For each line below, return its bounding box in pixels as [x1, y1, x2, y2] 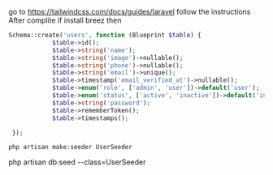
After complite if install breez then [8, 15, 122, 25]
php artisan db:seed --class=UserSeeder [8, 157, 146, 167]
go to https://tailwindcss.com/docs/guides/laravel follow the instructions [8, 7, 251, 16]
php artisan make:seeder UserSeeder [8, 143, 132, 152]
